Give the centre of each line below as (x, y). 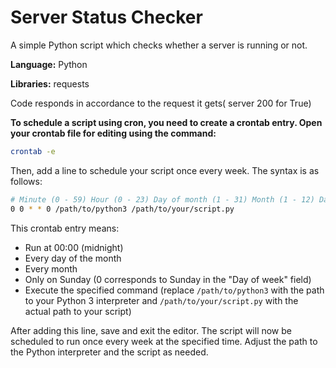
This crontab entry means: (65, 228)
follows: (26, 181)
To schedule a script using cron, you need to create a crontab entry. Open (166, 122)
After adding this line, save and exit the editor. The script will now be (151, 330)
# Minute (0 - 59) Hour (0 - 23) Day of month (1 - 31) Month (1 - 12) (162, 199)
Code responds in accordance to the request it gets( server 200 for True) (161, 103)
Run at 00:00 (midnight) (74, 247)
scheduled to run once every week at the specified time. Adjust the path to (164, 341)
